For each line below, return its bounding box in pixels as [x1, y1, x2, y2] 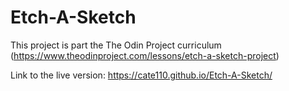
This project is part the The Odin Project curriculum [10, 39, 222, 51]
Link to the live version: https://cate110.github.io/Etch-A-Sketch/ [10, 69, 273, 81]
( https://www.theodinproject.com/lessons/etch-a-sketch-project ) [10, 49, 280, 61]
